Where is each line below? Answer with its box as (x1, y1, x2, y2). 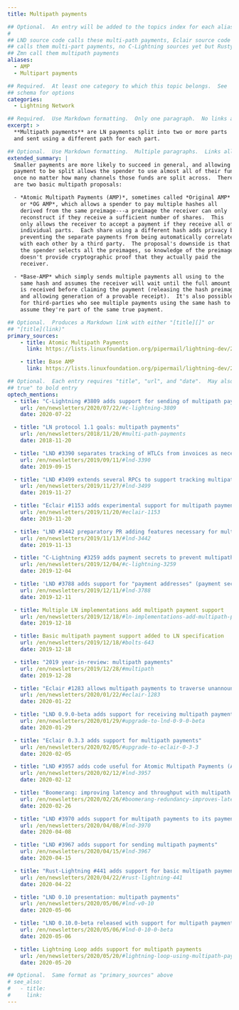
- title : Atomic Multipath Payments (20, 339, 129, 346)
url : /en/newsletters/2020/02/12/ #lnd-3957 (20, 770, 152, 777)
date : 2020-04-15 (20, 855, 72, 862)
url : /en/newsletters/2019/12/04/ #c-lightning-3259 (20, 561, 176, 568)
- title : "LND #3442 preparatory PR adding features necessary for (14, 528, 218, 535)
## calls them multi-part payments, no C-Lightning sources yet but (7, 43, 215, 51)
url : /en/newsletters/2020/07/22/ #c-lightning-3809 (20, 404, 176, 412)
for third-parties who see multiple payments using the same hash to (20, 300, 231, 307)
